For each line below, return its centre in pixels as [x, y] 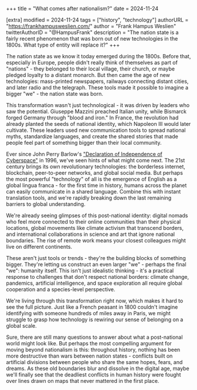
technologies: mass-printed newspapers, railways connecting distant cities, [97, 81]
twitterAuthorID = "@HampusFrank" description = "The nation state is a [92, 32]
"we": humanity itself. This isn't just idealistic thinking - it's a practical [90, 271]
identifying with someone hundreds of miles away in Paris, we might [89, 313]
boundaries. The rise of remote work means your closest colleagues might [96, 240]
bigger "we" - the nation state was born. [55, 94]
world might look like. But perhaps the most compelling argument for [89, 343]
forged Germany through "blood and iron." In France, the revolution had [92, 118]
